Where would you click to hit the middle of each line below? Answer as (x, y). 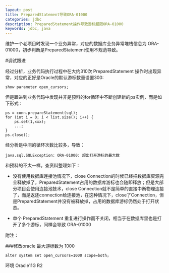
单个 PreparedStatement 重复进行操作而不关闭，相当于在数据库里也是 (85, 218)
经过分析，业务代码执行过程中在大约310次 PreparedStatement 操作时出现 (81, 72)
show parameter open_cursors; (37, 87)
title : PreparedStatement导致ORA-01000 (46, 15)
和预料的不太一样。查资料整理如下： (43, 165)
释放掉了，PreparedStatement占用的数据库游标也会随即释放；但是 (86, 182)
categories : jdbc (23, 19)
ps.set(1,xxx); (30, 122)
